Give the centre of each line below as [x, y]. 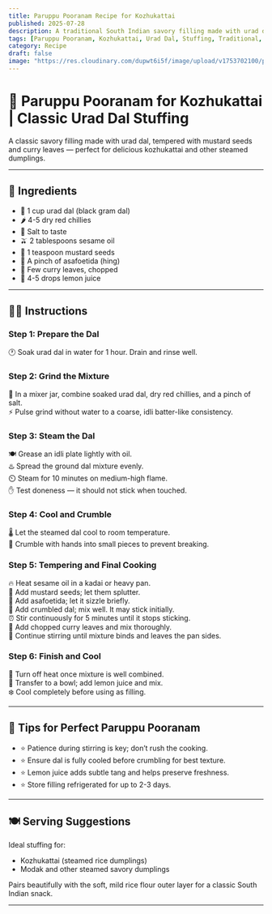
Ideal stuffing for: [37, 845]
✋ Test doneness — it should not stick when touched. [98, 490]
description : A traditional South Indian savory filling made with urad [134, 31]
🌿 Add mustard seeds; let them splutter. [74, 592]
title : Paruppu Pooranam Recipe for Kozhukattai [92, 16]
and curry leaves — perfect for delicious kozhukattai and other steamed [128, 149]
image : [19, 62]
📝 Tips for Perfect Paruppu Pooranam [104, 728]
